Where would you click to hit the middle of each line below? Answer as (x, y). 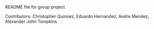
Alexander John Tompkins (31, 22)
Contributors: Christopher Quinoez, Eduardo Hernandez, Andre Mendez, (77, 16)
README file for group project (35, 7)
